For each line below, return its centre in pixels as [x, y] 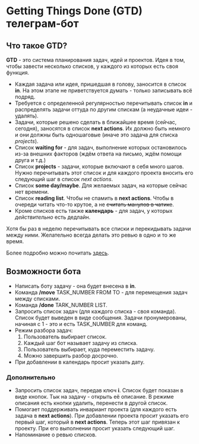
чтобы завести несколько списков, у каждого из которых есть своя [92, 66]
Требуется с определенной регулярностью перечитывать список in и [104, 103]
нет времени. [32, 192]
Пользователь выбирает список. [65, 336]
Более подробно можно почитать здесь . [58, 253]
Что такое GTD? [37, 46]
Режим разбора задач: [44, 330]
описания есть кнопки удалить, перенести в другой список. [91, 403]
